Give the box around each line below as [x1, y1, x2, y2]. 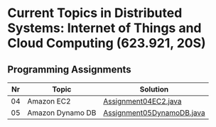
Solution [139, 84, 169, 94]
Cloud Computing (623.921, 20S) [7, 35, 206, 51]
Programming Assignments [7, 63, 131, 75]
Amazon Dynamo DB [27, 108, 97, 118]
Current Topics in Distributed [7, 5, 183, 21]
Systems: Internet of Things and [7, 20, 202, 36]
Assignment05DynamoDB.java [102, 108, 205, 118]
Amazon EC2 [27, 96, 71, 106]
